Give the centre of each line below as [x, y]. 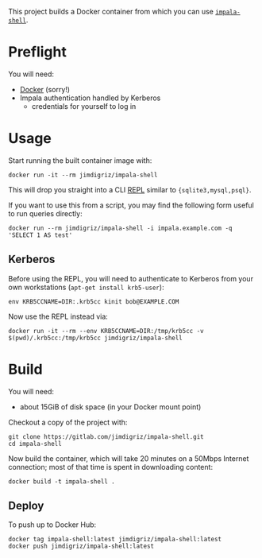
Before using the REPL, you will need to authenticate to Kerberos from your [131, 278]
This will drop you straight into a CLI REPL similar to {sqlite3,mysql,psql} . [130, 189]
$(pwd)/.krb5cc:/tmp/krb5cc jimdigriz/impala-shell [95, 338]
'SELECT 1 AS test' [40, 235]
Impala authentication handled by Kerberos [90, 98]
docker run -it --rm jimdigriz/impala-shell [83, 175]
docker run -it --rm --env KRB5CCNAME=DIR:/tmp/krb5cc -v [106, 331]
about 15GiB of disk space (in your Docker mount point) [110, 407]
